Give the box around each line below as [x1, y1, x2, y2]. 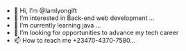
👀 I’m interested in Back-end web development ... [13, 14, 155, 22]
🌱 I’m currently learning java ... [13, 21, 101, 29]
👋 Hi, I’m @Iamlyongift [13, 7, 78, 14]
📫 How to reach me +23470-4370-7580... [13, 37, 135, 44]
